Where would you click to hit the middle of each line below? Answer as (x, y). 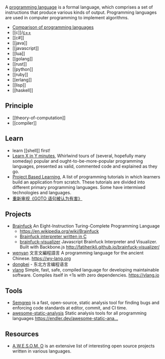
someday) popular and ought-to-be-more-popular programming (78, 161)
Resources (22, 334)
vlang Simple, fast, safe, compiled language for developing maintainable (86, 270)
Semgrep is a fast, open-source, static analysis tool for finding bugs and (86, 303)
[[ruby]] (20, 74)
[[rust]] (20, 64)
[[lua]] (19, 53)
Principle (19, 106)
